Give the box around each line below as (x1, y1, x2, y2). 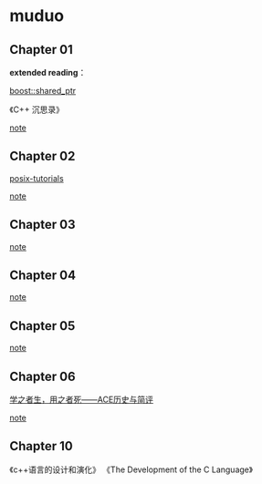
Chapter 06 (9, 368, 76, 384)
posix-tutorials (9, 172, 64, 183)
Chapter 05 (9, 318, 76, 334)
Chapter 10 (9, 438, 73, 454)
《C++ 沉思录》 (9, 104, 65, 115)
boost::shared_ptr (9, 86, 76, 96)
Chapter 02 (9, 149, 76, 164)
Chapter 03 (9, 217, 76, 232)
